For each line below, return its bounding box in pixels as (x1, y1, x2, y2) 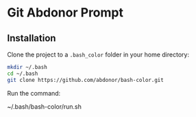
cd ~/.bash (7, 70, 38, 77)
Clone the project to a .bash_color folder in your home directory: (7, 50, 190, 58)
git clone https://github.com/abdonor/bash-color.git (7, 76, 164, 83)
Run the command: (7, 89, 61, 97)
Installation (7, 32, 56, 44)
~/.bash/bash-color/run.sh (7, 102, 82, 111)
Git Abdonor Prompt (7, 5, 123, 21)
